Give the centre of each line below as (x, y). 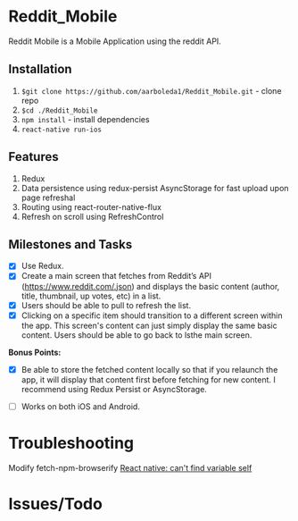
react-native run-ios (61, 130)
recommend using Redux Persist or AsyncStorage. (114, 389)
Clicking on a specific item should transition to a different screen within (152, 315)
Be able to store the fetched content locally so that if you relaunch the (149, 369)
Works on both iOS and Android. (80, 406)
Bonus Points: (35, 352)
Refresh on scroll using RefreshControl (92, 216)
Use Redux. (42, 266)
